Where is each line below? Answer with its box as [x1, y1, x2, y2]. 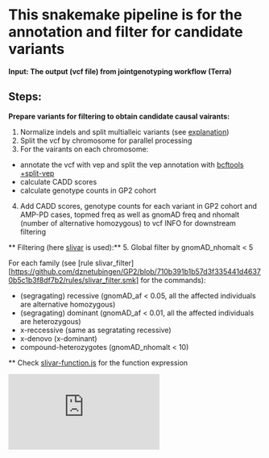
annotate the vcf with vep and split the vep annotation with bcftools [19, 160, 244, 169]
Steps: [8, 90, 42, 104]
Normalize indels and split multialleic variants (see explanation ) [19, 127, 230, 136]
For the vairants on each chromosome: [19, 144, 149, 154]
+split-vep [19, 168, 55, 178]
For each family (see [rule [8, 258, 94, 268]
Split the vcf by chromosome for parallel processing [19, 135, 192, 145]
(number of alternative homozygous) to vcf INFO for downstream [19, 218, 236, 227]
